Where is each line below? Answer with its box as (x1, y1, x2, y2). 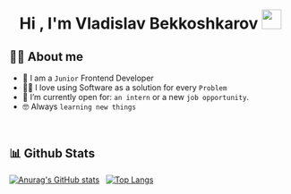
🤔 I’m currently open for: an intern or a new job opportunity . (21, 92, 249, 102)
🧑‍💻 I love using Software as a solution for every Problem (21, 82, 227, 93)
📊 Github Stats (9, 146, 96, 161)
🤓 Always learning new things (21, 101, 137, 112)
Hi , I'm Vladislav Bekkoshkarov (19, 13, 259, 34)
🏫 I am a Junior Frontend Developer (21, 72, 154, 83)
